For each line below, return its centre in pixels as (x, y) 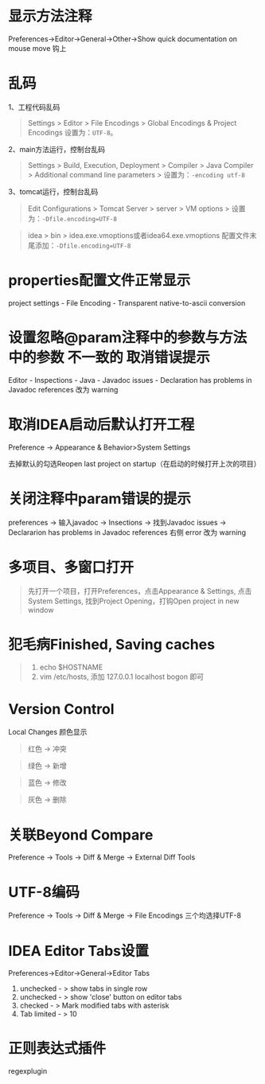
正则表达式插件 (57, 1049)
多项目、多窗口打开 (71, 567)
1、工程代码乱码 (34, 107)
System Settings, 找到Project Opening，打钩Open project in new (134, 601)
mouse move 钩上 (37, 48)
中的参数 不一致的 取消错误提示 (109, 357)
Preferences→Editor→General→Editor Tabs (79, 973)
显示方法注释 (51, 16)
